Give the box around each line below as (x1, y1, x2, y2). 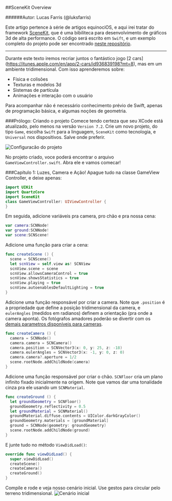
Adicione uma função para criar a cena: (5, 242, 89, 248)
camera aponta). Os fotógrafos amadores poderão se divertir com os (5, 315, 151, 322)
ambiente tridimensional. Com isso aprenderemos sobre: (5, 66, 125, 72)
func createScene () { (5, 252, 54, 257)
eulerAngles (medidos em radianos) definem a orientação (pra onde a (5, 310, 153, 316)
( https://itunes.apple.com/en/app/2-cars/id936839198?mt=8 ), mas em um (5, 61, 162, 67)
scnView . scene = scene (10, 266, 58, 271)
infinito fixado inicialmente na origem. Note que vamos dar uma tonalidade (5, 379, 162, 385)
